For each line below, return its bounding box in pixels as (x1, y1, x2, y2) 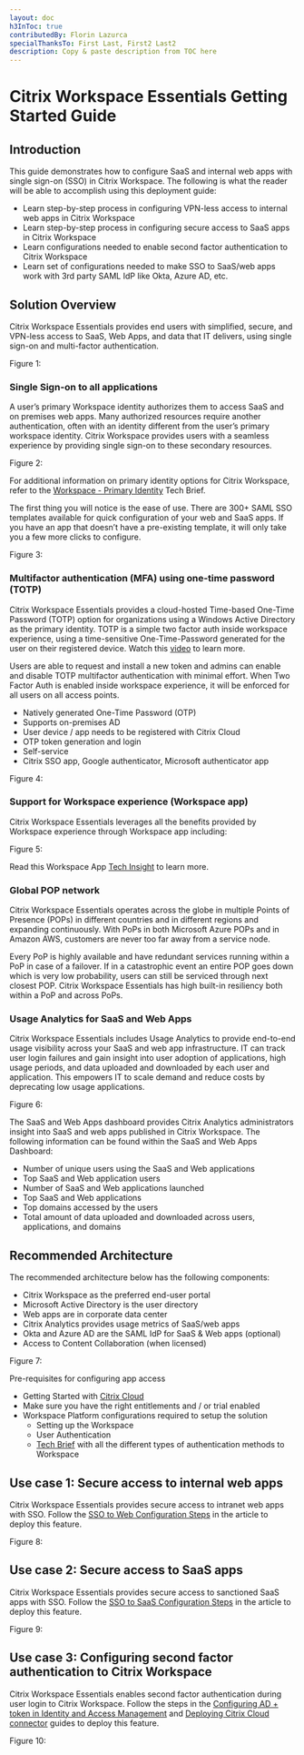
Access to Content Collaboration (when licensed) (22, 1338, 207, 1349)
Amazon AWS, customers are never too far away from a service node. (9, 933, 270, 944)
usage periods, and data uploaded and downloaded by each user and (9, 1062, 270, 1074)
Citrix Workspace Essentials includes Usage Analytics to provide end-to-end (9, 1034, 296, 1044)
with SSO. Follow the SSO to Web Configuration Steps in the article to (9, 1509, 269, 1520)
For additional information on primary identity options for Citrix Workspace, (9, 475, 290, 487)
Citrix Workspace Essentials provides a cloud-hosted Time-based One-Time (9, 604, 295, 615)
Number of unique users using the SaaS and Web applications (22, 1164, 256, 1175)
